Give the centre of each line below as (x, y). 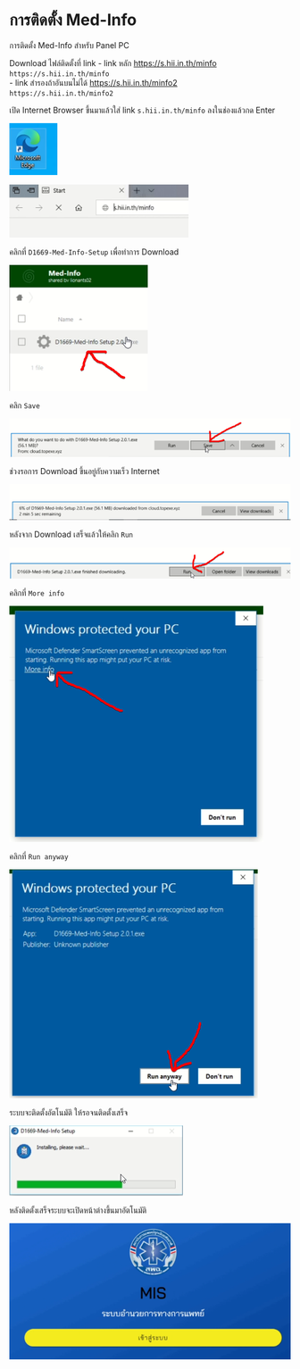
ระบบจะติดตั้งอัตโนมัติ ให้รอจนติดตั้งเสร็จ (68, 1112)
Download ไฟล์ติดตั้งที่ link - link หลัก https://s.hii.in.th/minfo (113, 63)
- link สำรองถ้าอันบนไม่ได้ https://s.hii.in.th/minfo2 (94, 82)
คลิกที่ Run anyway (39, 856)
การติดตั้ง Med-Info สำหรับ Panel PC (69, 45)
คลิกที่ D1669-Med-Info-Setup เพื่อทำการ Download (94, 252)
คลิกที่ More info (37, 593)
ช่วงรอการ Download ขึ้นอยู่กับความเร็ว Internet (85, 472)
